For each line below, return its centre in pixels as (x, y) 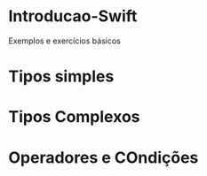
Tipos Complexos (74, 117)
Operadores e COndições (103, 157)
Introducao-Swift (73, 16)
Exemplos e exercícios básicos (64, 41)
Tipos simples (61, 77)
